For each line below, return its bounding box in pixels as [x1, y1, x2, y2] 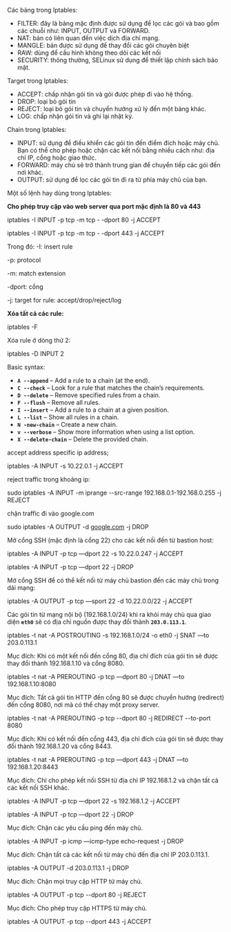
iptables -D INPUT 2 [7, 350, 64, 358]
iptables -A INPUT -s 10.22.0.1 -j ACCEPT [7, 462, 124, 470]
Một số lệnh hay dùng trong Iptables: [7, 189, 112, 197]
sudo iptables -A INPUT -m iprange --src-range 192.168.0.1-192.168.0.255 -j [7, 488, 222, 497]
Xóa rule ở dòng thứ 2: [7, 336, 71, 344]
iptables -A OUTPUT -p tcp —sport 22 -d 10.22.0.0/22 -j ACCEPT [7, 597, 193, 605]
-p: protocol [7, 256, 41, 264]
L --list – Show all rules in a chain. [17, 413, 119, 421]
